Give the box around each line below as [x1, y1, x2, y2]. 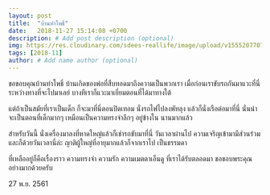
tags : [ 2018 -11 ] [8, 49, 63, 57]
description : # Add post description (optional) [8, 34, 174, 43]
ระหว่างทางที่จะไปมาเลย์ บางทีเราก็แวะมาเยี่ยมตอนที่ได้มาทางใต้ [8, 87, 171, 97]
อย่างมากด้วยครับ [8, 162, 54, 173]
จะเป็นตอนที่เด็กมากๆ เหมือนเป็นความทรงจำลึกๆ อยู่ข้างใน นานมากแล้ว [8, 112, 193, 122]
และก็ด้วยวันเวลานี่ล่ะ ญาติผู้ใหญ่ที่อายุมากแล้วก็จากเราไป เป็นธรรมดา [8, 137, 187, 147]
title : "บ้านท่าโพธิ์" [8, 19, 69, 27]
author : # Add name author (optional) [8, 57, 138, 65]
